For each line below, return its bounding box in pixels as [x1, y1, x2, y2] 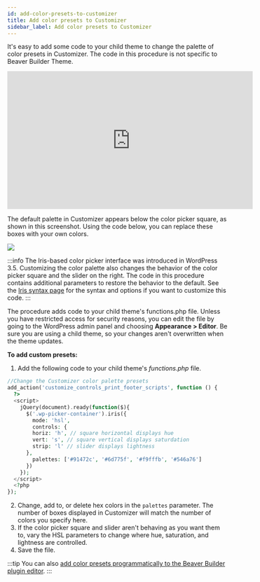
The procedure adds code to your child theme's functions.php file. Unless [7, 307, 221, 316]
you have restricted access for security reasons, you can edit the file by [7, 314, 215, 323]
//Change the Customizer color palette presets [7, 377, 149, 385]
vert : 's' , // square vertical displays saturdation [32, 436, 190, 443]
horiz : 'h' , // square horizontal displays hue [32, 430, 174, 437]
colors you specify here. [17, 516, 88, 525]
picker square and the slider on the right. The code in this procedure [7, 271, 205, 280]
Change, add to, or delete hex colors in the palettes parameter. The [17, 501, 214, 510]
